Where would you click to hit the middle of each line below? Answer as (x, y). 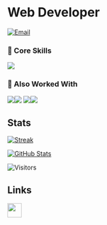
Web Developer (54, 12)
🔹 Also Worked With (43, 84)
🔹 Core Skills (29, 51)
